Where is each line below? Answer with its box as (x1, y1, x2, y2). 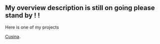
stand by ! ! (5, 12, 40, 20)
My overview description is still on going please (5, 4, 155, 12)
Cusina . (5, 33, 21, 39)
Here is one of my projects (5, 24, 59, 30)
